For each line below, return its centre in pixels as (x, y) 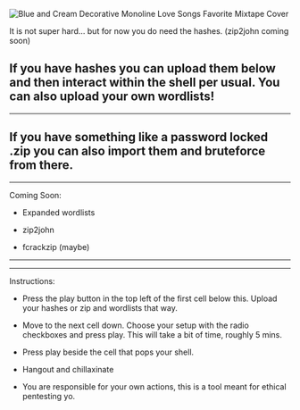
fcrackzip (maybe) (56, 247)
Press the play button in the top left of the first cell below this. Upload (150, 298)
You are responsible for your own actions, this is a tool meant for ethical (154, 386)
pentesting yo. (49, 396)
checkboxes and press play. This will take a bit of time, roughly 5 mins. (152, 334)
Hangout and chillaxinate (68, 369)
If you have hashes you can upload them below (143, 68)
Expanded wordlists (58, 212)
